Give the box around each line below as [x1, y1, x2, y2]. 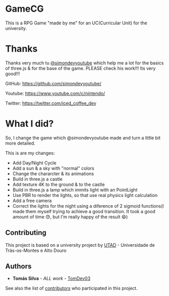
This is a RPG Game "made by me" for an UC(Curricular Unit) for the [5, 20, 148, 26]
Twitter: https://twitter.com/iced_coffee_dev [5, 100, 97, 106]
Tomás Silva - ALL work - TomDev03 [12, 275, 91, 282]
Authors [5, 262, 32, 271]
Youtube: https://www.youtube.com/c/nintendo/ [5, 90, 105, 96]
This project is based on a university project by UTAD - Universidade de [5, 242, 155, 248]
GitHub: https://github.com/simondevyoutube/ [5, 80, 102, 86]
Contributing [5, 228, 47, 237]
